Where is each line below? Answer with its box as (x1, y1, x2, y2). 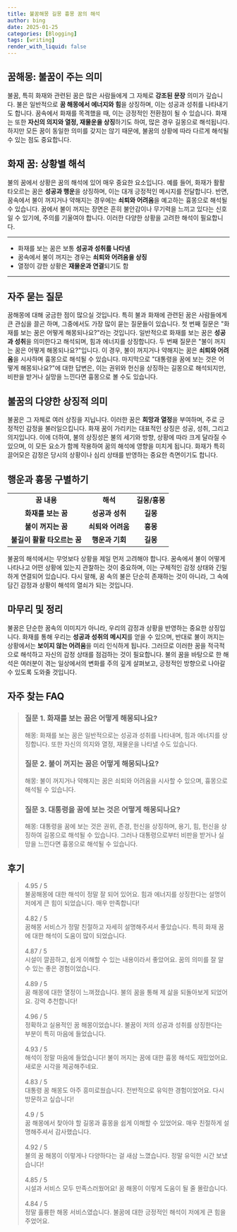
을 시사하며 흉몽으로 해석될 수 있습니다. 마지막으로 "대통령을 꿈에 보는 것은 (13, 355, 217, 364)
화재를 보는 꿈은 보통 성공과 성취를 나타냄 (17, 244, 130, 252)
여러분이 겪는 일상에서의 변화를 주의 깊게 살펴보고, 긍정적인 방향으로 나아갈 (20, 658, 226, 668)
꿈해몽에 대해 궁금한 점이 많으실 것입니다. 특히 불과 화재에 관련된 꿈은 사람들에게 (7, 311, 228, 319)
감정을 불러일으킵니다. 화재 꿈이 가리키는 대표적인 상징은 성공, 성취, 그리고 (25, 425, 229, 433)
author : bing (7, 17, 46, 24)
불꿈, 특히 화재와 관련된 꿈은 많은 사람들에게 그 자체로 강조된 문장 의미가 (7, 91, 205, 100)
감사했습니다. (55, 1127, 92, 1136)
